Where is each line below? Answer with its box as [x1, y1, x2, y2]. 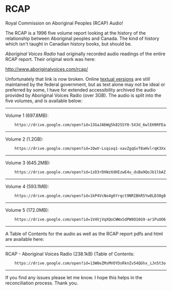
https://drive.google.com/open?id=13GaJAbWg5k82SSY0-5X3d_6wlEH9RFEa [14, 122, 166, 127]
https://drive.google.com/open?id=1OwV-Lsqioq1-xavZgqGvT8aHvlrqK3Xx [14, 146, 166, 151]
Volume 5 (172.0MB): [5, 207, 50, 213]
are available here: [5, 236, 45, 242]
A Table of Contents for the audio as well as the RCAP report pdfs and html [5, 231, 163, 237]
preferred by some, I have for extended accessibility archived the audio [5, 86, 156, 93]
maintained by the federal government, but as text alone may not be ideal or [5, 81, 165, 87]
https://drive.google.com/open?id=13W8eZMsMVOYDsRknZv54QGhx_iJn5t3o [14, 260, 166, 266]
